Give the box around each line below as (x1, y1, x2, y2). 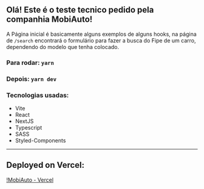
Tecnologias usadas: (6, 91, 69, 99)
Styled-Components (15, 136, 66, 144)
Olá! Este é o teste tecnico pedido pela (6, 5, 154, 15)
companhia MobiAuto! (6, 15, 93, 25)
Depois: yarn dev (6, 75, 56, 83)
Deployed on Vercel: (6, 160, 85, 170)
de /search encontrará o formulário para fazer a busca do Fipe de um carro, (6, 36, 196, 44)
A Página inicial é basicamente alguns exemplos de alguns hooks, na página (6, 30, 197, 38)
